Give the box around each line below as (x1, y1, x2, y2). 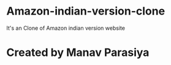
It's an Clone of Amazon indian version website (6, 24, 126, 32)
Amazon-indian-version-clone (6, 4, 165, 18)
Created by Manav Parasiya (6, 46, 150, 60)
